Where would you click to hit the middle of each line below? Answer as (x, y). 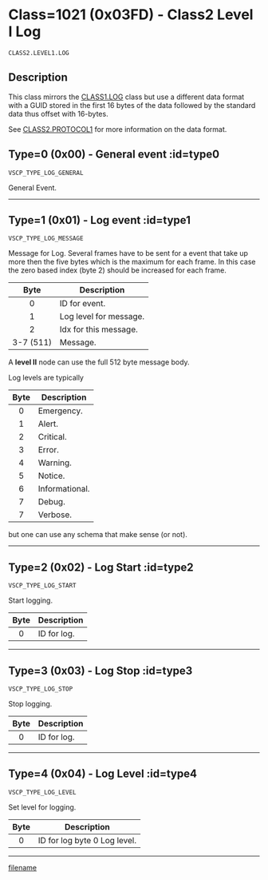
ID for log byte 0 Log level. (87, 840)
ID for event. (83, 304)
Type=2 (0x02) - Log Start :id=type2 (101, 567)
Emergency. (61, 411)
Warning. (55, 463)
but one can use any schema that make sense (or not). (98, 535)
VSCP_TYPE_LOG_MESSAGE (46, 239)
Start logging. (31, 600)
